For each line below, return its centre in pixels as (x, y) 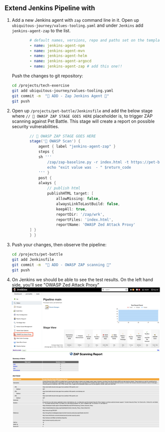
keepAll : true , (71, 209)
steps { (46, 152)
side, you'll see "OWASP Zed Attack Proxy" (55, 285)
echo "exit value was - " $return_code (89, 167)
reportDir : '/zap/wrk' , (80, 214)
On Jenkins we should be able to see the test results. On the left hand (82, 280)
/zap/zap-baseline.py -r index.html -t (88, 162)
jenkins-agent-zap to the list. (41, 30)
